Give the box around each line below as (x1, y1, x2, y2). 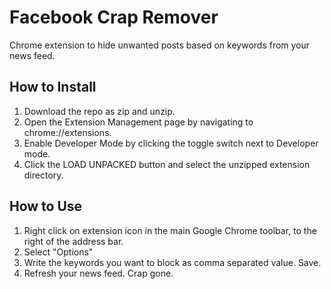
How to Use (9, 198, 83, 215)
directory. (23, 169, 64, 181)
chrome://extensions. (23, 126, 112, 138)
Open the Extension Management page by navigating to (23, 116, 254, 128)
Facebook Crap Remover (9, 6, 219, 29)
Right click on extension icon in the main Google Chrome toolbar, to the (23, 224, 317, 236)
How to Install (9, 79, 97, 96)
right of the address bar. (23, 235, 124, 247)
